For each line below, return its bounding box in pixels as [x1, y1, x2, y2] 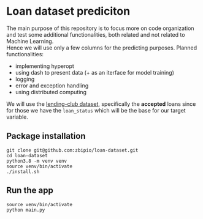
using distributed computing [15, 88, 87, 95]
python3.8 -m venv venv [6, 158, 67, 164]
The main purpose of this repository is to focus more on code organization [6, 24, 194, 32]
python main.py [6, 207, 45, 213]
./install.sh [6, 168, 40, 175]
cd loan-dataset [6, 152, 48, 158]
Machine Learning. [6, 37, 54, 45]
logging [15, 75, 35, 83]
